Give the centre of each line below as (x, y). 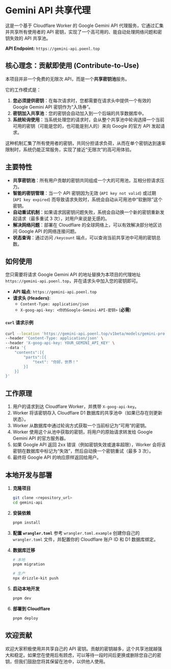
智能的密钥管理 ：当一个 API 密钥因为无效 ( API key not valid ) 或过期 (84, 193)
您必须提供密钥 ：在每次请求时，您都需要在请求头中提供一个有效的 (82, 100)
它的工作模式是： (23, 90)
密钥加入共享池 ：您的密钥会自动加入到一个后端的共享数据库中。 (79, 113)
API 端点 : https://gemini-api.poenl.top (55, 292)
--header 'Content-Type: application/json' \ (54, 338)
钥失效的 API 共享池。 (28, 38)
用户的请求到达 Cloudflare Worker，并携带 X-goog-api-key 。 (76, 406)
